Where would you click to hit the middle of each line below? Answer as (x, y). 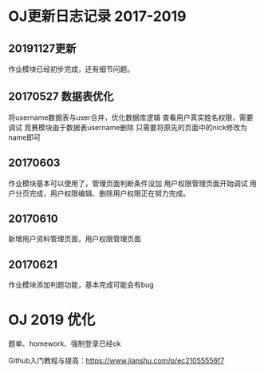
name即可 (25, 137)
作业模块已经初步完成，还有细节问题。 (71, 69)
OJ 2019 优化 (52, 320)
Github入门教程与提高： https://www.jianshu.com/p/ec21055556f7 (116, 361)
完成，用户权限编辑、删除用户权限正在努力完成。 (109, 193)
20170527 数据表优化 (61, 97)
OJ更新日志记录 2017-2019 (97, 16)
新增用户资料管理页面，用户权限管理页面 (75, 239)
